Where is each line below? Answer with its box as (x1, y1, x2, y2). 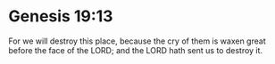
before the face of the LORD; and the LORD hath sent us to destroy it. (8, 44, 263, 55)
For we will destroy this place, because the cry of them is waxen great (8, 36, 266, 46)
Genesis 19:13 (8, 6, 113, 27)
